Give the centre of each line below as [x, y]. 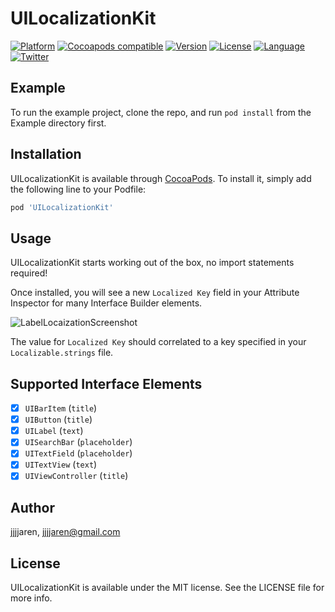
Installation [46, 154]
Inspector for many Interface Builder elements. [106, 303]
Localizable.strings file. [62, 353]
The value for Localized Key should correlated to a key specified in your [158, 342]
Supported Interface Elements [106, 383]
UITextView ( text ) [61, 464]
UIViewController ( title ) [76, 476]
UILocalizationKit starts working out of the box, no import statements [152, 263]
